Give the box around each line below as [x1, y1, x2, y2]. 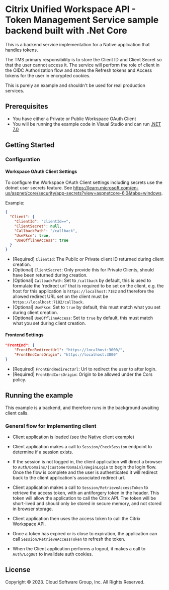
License [5, 565, 31, 574]
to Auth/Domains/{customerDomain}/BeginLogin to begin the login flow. [12, 464, 157, 470]
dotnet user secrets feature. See [5, 185, 72, 191]
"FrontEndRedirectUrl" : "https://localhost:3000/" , [14, 348, 125, 353]
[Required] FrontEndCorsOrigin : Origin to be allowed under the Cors [12, 371, 153, 377]
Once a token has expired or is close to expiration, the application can [12, 530, 157, 536]
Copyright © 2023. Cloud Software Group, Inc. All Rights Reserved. [5, 579, 145, 585]
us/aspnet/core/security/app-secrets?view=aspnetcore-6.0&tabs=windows [5, 190, 162, 196]
